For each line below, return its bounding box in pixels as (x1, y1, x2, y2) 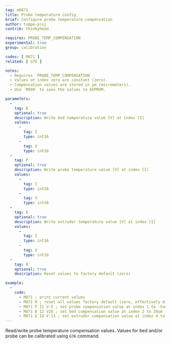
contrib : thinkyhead (5, 26, 49, 32)
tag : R (14, 262, 28, 267)
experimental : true (5, 40, 47, 46)
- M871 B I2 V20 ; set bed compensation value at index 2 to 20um (18, 309, 163, 314)
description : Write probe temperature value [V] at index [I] (14, 167, 149, 173)
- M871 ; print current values (18, 295, 85, 300)
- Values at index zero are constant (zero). (10, 77, 108, 83)
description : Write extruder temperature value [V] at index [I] (14, 219, 156, 224)
